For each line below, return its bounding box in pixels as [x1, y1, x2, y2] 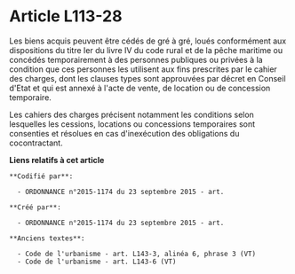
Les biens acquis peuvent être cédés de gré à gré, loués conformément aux [9, 35, 287, 46]
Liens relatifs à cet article [9, 154, 105, 165]
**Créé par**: [9, 202, 62, 212]
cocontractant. [9, 137, 64, 148]
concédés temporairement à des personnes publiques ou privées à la [9, 54, 264, 65]
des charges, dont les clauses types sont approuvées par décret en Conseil [9, 73, 286, 83]
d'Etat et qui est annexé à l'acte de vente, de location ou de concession [9, 82, 271, 93]
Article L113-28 [9, 6, 123, 27]
